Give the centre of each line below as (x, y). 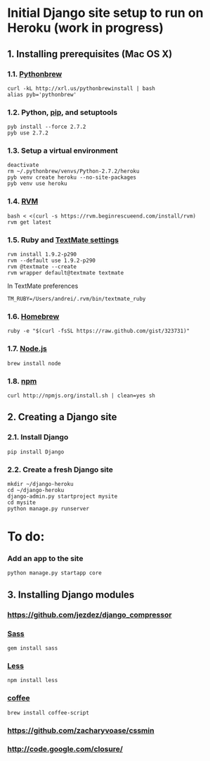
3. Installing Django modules (71, 595)
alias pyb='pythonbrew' (42, 94)
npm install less (33, 681)
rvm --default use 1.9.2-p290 (52, 261)
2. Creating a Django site (62, 417)
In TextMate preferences (43, 286)
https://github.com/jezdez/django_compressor (90, 615)
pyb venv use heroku (38, 184)
